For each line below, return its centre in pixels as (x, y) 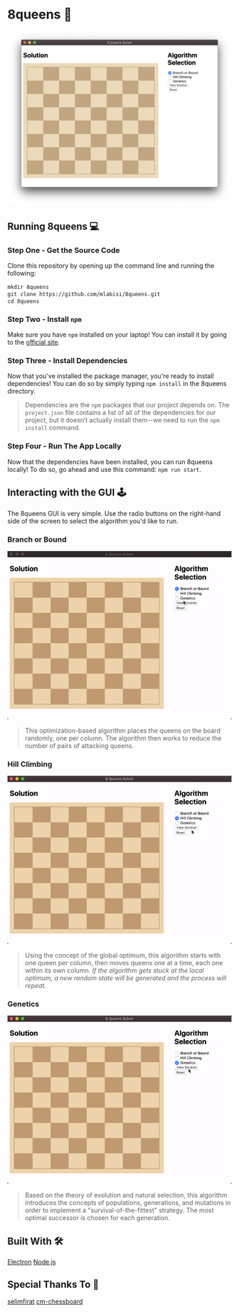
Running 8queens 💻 (53, 226)
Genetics (23, 1004)
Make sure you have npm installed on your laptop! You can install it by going (117, 335)
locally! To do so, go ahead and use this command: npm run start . (104, 469)
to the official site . (34, 342)
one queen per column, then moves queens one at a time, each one (124, 963)
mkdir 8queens (28, 287)
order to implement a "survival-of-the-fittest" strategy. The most (119, 1210)
